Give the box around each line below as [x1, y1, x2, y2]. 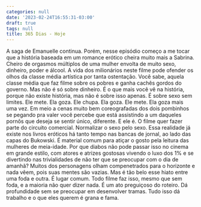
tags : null [6, 25, 34, 32]
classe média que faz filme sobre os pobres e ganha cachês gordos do [6, 79, 182, 87]
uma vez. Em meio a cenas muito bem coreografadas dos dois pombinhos [6, 105, 190, 112]
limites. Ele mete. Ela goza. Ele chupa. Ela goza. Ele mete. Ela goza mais [6, 98, 184, 106]
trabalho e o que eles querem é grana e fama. [6, 194, 119, 202]
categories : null [6, 8, 50, 15]
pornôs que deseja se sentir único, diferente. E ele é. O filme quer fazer [6, 118, 183, 125]
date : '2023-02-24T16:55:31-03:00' [6, 14, 95, 20]
